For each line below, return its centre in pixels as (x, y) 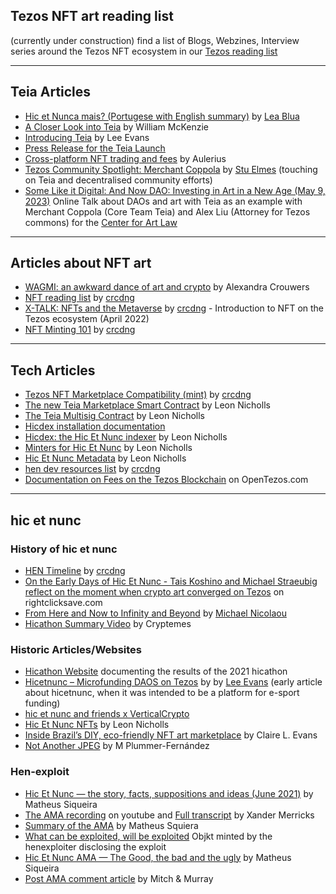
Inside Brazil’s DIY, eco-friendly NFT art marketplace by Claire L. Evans (171, 735)
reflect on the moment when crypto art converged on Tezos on (154, 591)
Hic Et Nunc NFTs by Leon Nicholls (97, 725)
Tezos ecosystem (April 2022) (87, 319)
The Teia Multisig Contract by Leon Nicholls (114, 416)
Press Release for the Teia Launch (95, 148)
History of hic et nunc (64, 549)
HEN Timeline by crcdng (75, 570)
